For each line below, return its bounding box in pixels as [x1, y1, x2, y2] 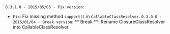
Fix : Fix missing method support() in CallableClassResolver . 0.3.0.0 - [12, 13, 162, 19]
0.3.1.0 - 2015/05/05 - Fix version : [5, 4, 84, 9]
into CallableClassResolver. [12, 24, 70, 30]
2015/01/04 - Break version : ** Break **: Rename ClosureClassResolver [12, 19, 165, 24]
